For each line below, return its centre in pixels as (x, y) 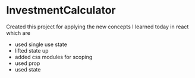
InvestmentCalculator (61, 10)
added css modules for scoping (54, 57)
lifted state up (32, 50)
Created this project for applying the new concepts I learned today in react (97, 27)
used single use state (41, 44)
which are (18, 32)
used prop (27, 63)
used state (28, 69)
